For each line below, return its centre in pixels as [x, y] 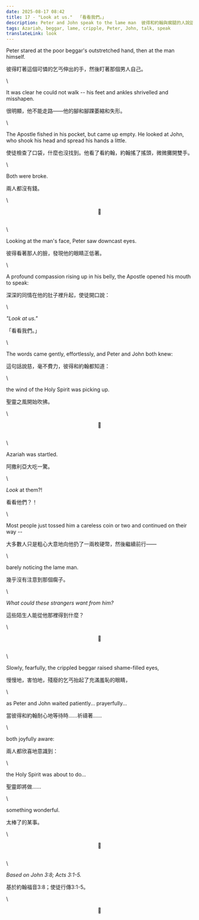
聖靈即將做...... [24, 787]
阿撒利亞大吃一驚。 [30, 467]
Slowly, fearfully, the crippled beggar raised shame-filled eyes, [83, 668]
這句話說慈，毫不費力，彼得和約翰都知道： [58, 366]
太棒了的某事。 [24, 822]
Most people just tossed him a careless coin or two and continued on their [97, 526]
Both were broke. [27, 176]
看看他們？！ [22, 502]
